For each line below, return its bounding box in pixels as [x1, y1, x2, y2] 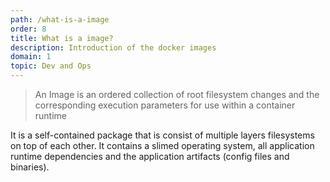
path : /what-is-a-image [10, 14, 110, 25]
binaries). [10, 161, 50, 173]
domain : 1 [10, 52, 52, 62]
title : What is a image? [10, 33, 114, 43]
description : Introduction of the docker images [10, 42, 217, 53]
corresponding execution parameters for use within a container [34, 99, 296, 111]
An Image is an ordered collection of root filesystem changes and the [34, 89, 320, 100]
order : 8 [10, 24, 47, 34]
